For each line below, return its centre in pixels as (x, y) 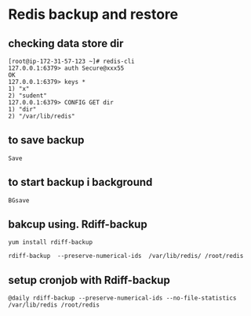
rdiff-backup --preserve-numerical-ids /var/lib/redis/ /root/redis (126, 256)
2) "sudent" (27, 96)
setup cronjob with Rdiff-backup (89, 280)
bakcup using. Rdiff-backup (78, 225)
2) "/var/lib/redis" (42, 116)
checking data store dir (66, 44)
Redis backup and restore (93, 15)
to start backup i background (80, 182)
